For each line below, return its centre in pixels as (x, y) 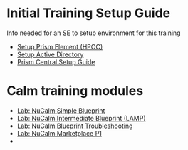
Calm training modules (75, 91)
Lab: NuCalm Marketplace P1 (59, 133)
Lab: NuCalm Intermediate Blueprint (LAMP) (82, 118)
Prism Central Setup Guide (56, 61)
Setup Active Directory (50, 54)
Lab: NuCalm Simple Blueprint (61, 110)
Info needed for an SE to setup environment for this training (94, 33)
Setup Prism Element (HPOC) (60, 46)
